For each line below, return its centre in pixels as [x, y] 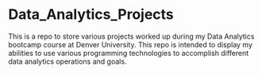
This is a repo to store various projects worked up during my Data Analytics [131, 36]
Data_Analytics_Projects [91, 15]
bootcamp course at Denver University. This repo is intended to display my [130, 44]
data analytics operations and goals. [67, 61]
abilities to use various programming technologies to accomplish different [129, 53]
